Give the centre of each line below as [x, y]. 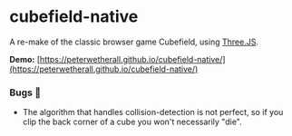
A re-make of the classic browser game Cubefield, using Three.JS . [134, 42]
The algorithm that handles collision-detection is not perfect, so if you [153, 112]
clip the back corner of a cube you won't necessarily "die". [132, 122]
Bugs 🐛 [25, 92]
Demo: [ [25, 59]
